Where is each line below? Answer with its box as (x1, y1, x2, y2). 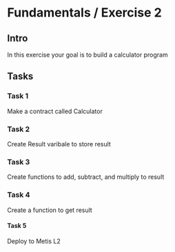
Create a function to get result (7, 206, 93, 214)
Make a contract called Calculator (7, 107, 103, 115)
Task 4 (7, 190, 30, 200)
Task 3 (7, 157, 30, 166)
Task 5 (7, 222, 27, 230)
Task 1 (7, 91, 29, 101)
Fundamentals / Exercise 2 (7, 5, 162, 21)
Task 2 (7, 124, 30, 134)
